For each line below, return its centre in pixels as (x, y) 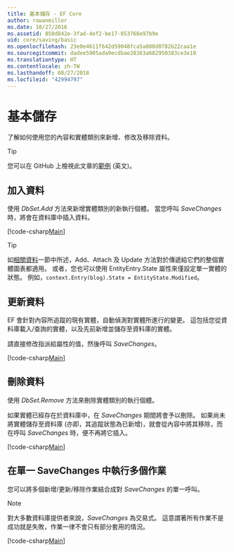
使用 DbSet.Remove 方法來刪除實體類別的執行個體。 (83, 400)
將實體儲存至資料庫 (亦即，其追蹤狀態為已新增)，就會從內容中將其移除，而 (115, 424)
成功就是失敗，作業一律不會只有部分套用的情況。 (78, 527)
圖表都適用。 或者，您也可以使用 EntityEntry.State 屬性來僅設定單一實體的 (120, 269)
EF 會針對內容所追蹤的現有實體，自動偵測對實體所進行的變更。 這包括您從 (114, 320)
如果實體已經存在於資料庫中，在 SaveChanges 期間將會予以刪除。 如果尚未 (117, 415)
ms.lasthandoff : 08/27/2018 (48, 73)
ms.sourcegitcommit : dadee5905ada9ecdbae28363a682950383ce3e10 (102, 54)
